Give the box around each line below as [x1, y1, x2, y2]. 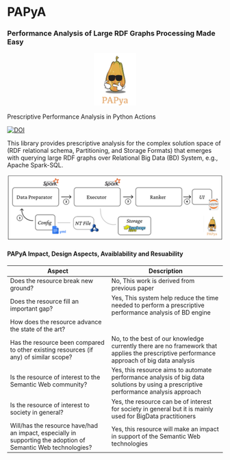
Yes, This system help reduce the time [111, 293, 219, 302]
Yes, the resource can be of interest [111, 397, 212, 405]
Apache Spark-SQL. [7, 160, 64, 169]
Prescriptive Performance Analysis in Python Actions [7, 112, 156, 121]
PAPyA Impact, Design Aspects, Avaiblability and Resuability [7, 250, 183, 258]
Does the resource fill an [10, 298, 79, 306]
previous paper [111, 284, 154, 292]
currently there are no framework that [111, 342, 218, 350]
